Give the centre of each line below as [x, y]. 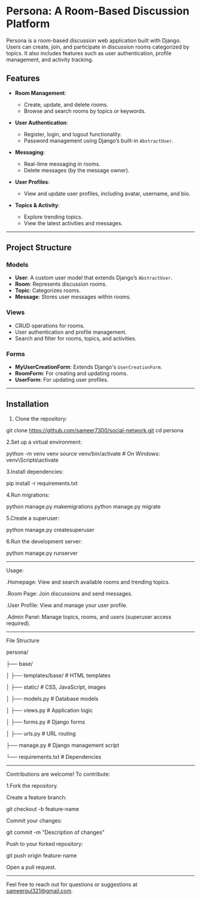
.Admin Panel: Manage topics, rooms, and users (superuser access [89, 617]
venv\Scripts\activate [32, 460]
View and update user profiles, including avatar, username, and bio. [107, 193]
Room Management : [41, 93]
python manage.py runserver [42, 553]
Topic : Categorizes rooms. [48, 291]
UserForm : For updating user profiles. [62, 380]
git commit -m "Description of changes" [55, 832]
